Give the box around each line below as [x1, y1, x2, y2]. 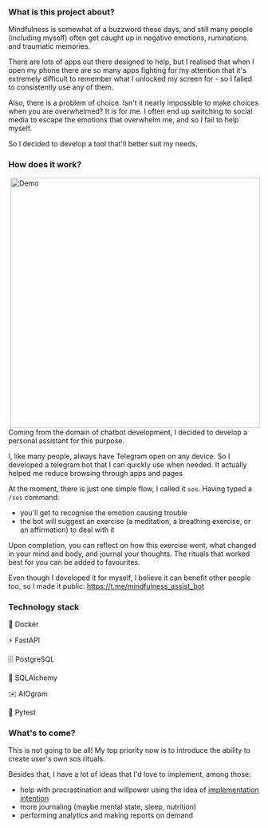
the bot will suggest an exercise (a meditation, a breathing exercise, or [19, 516, 251, 526]
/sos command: [8, 492, 60, 502]
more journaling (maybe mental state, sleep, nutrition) [19, 802, 197, 812]
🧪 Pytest [8, 707, 36, 717]
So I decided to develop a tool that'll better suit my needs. [8, 139, 198, 149]
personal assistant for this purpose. [8, 435, 125, 446]
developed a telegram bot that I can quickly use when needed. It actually [8, 459, 247, 470]
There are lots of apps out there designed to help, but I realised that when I [8, 57, 254, 66]
